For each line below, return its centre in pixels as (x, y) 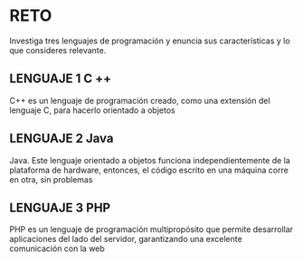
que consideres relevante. (58, 50)
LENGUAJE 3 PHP (60, 207)
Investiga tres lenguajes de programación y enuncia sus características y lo (150, 41)
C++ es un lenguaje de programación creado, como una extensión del (140, 100)
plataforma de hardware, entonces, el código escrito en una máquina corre (149, 170)
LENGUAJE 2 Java (62, 139)
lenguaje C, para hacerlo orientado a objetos (92, 110)
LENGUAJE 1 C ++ (61, 79)
